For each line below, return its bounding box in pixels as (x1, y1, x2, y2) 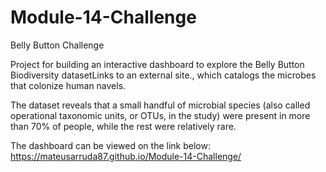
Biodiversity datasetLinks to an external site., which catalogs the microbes (10, 69, 317, 81)
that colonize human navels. (10, 79, 127, 91)
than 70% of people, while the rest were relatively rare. (10, 120, 237, 132)
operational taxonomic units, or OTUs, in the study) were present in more (10, 109, 311, 121)
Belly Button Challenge (10, 39, 105, 51)
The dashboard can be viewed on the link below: (10, 139, 211, 151)
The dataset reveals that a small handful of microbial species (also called (10, 99, 311, 111)
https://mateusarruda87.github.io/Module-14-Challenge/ (10, 150, 242, 162)
